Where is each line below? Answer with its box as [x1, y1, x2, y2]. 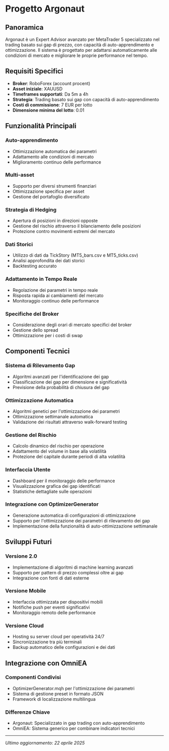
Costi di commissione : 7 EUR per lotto [12, 102, 93, 108]
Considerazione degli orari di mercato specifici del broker [12, 322, 132, 328]
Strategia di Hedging [5, 206, 57, 213]
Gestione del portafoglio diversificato [12, 193, 90, 199]
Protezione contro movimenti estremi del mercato [12, 229, 115, 235]
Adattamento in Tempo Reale [5, 275, 77, 282]
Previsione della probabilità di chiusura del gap [12, 384, 110, 390]
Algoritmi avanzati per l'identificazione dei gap [12, 373, 109, 380]
